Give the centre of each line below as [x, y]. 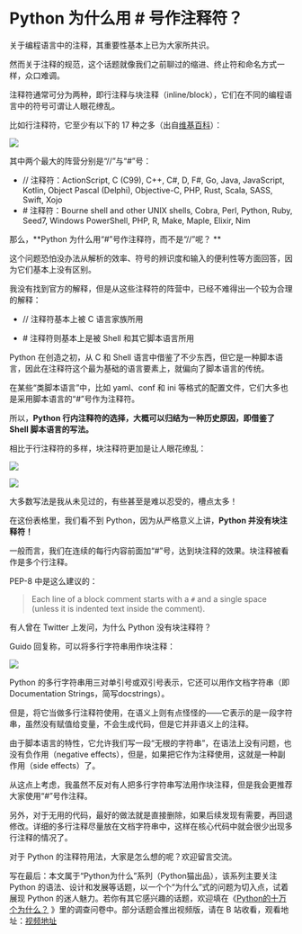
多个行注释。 [49, 561]
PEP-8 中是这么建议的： [53, 580]
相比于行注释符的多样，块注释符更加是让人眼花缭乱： [108, 448]
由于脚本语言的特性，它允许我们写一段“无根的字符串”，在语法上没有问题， [147, 742]
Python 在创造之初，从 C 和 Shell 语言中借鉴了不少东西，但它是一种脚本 [142, 357]
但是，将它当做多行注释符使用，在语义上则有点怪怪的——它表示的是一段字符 [151, 713]
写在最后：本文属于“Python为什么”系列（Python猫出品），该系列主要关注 [143, 876]
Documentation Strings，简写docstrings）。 [89, 693]
